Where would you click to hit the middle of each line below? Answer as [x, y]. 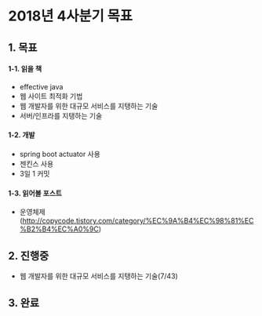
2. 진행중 [29, 256]
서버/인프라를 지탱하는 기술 [61, 115]
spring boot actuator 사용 [60, 154]
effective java [41, 86]
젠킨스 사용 [36, 163]
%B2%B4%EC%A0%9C [59, 229]
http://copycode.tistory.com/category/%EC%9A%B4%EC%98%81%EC [138, 221]
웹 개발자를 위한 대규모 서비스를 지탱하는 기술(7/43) [98, 276]
